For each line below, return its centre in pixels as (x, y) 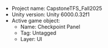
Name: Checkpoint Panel (50, 27)
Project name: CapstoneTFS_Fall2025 (57, 8)
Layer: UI (31, 39)
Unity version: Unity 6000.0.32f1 (50, 14)
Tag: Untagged (38, 33)
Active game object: (36, 21)
